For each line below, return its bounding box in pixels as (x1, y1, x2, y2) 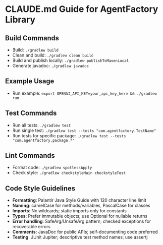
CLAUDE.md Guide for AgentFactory (5, 3, 159, 15)
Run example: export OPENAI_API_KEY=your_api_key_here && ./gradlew (12, 90, 157, 96)
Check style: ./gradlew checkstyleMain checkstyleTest (12, 170, 126, 176)
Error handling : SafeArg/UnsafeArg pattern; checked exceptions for (12, 218, 151, 224)
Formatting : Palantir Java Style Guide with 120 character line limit (12, 197, 147, 203)
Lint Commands (5, 151, 55, 160)
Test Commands (5, 109, 57, 118)
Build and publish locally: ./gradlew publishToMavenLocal (12, 58, 129, 63)
